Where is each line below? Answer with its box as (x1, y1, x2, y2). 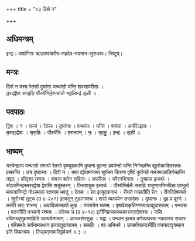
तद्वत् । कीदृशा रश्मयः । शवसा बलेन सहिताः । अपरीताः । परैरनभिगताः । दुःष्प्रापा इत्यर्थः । (6, 175, 170, 182)
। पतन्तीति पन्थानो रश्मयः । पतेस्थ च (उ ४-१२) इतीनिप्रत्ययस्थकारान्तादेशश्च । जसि (6, 209, 163, 216)
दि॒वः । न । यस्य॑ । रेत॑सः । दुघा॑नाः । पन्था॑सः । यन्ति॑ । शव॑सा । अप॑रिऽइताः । (6, 122, 152, 129)
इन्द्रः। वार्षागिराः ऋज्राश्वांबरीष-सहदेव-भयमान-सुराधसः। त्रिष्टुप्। (6, 50, 123, 57)
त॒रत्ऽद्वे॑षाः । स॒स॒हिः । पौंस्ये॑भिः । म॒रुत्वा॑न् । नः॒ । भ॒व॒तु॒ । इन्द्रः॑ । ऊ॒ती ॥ (6, 129, 140, 136)
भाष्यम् (6, 146, 23, 156)
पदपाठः (6, 107, 25, 117)
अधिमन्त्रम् (6, 34, 33, 44)
